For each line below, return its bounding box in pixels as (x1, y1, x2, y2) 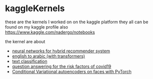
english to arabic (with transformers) (12, 53, 85, 59)
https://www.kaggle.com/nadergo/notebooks (5, 29, 95, 35)
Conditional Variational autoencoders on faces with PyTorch (12, 68, 132, 74)
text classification (12, 58, 47, 64)
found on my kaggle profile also (5, 24, 69, 30)
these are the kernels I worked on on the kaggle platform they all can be (5, 19, 149, 25)
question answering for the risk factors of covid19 (12, 63, 111, 69)
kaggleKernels (5, 3, 65, 14)
